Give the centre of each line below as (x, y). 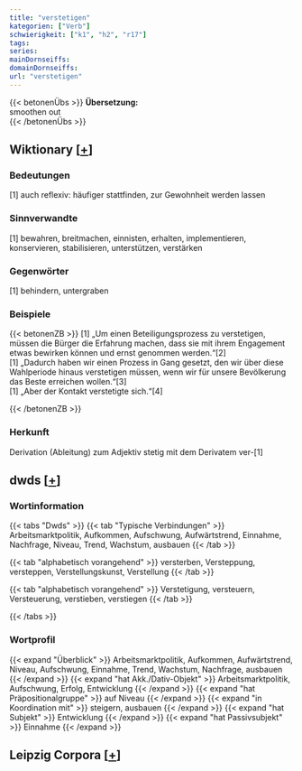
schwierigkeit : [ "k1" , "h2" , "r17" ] (78, 34)
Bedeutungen (40, 175)
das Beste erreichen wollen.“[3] (68, 382)
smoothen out (35, 111)
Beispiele (30, 314)
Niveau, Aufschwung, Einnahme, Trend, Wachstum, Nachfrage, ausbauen (146, 669)
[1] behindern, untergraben (59, 291)
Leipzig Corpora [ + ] (65, 755)
